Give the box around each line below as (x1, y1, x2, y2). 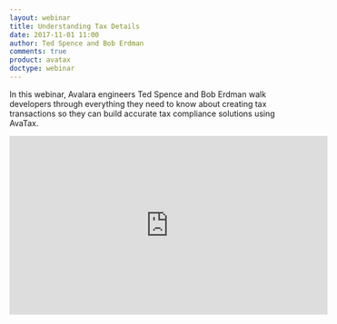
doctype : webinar (9, 64, 75, 74)
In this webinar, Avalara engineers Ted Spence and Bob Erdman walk (9, 88, 266, 100)
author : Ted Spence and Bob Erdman (9, 38, 144, 48)
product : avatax (9, 55, 71, 64)
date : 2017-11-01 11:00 (9, 30, 100, 39)
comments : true (9, 47, 67, 56)
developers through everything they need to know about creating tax (9, 98, 267, 109)
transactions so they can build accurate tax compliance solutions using (9, 108, 275, 119)
